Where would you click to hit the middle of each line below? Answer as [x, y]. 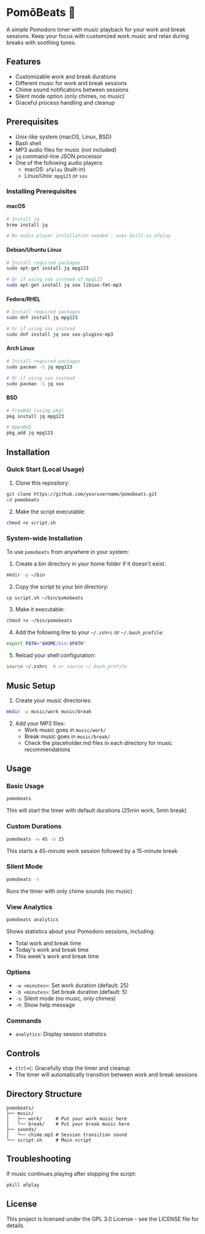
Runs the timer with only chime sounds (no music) [69, 891]
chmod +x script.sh [31, 523]
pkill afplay [23, 1185]
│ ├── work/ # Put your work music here [67, 1119]
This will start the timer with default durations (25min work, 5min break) [96, 811]
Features [24, 62]
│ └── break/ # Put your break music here [68, 1124]
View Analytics [29, 907]
